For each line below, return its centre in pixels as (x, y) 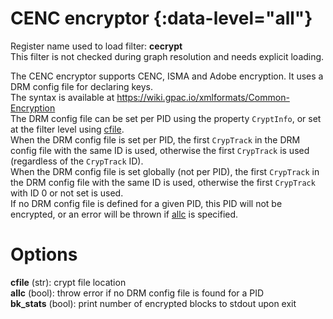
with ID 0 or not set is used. (67, 193)
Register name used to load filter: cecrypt (96, 46)
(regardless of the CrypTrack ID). (77, 161)
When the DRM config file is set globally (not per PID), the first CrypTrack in (165, 171)
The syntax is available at (62, 97)
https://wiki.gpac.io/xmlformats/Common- (203, 97)
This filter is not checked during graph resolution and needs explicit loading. (167, 56)
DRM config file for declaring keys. (82, 86)
